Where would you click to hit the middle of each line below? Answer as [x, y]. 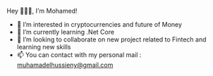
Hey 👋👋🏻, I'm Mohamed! [42, 11]
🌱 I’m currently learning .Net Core [65, 32]
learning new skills [44, 47]
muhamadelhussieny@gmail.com [65, 65]
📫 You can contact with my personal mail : [79, 55]
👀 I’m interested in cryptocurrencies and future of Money [99, 24]
